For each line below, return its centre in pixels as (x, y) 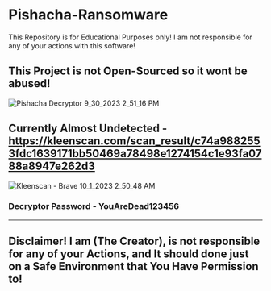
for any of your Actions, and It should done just (129, 254)
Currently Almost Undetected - (88, 129)
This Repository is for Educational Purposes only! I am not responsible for (130, 37)
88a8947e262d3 (52, 166)
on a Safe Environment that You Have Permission (134, 266)
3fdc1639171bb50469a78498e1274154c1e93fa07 (135, 154)
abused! (29, 83)
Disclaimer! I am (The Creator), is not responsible (134, 241)
